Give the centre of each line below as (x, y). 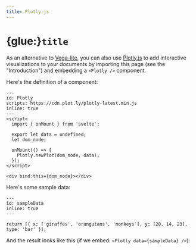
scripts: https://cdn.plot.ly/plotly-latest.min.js (71, 103)
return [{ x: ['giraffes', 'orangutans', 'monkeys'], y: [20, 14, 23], (97, 224)
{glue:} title (37, 41)
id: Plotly (20, 98)
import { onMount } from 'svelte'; (56, 124)
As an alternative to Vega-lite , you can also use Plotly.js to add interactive (96, 58)
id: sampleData (25, 203)
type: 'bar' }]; (26, 229)
